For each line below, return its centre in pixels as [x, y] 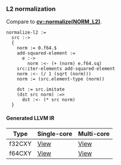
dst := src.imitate [41, 90]
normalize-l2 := [26, 33]
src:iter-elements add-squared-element [66, 69]
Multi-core [94, 134]
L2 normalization [31, 9]
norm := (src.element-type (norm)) [61, 79]
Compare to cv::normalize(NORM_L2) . [54, 22]
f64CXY [20, 153]
